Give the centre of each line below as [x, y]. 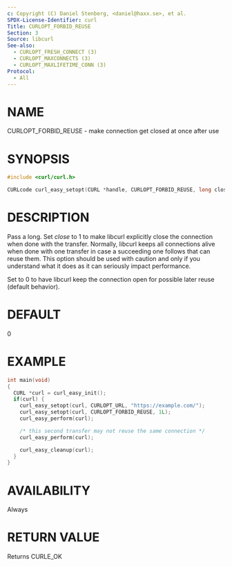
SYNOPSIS [39, 159]
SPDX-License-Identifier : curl [52, 20]
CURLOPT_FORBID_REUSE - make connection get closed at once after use [113, 131]
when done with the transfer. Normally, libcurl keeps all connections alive [111, 244]
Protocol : [21, 71]
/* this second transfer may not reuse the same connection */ [113, 431]
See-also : [21, 46]
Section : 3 [23, 33]
